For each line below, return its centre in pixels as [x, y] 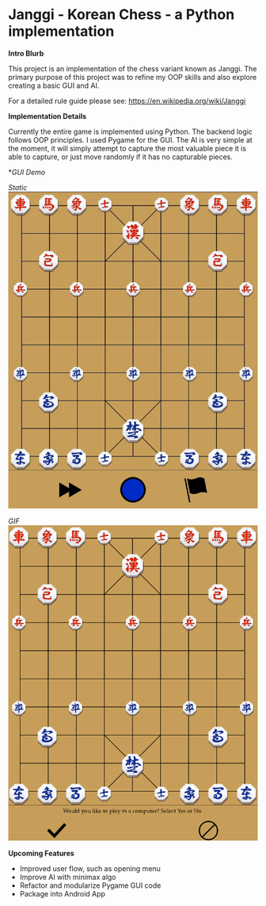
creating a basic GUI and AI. [54, 86]
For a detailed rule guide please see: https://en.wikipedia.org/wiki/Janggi [127, 101]
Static [18, 187]
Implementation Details [47, 116]
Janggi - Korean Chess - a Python [122, 15]
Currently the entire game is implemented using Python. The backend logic [131, 131]
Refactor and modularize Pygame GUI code [90, 885]
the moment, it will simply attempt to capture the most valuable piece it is [127, 148]
